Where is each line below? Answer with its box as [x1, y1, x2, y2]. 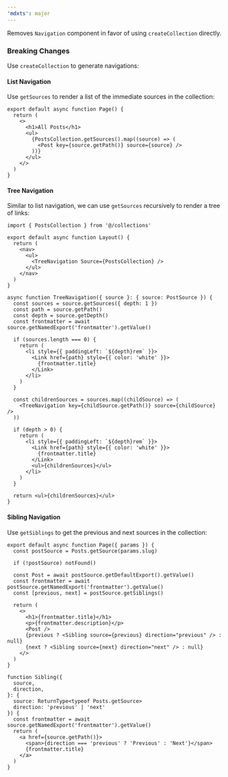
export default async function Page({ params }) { [7, 542, 155, 548]
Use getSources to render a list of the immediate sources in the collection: [7, 93, 215, 101]
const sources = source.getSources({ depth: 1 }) [13, 300, 157, 308]
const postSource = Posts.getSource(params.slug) [13, 547, 157, 555]
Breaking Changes [7, 46, 71, 56]
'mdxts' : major [7, 10, 51, 17]
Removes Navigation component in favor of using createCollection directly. [7, 29, 222, 37]
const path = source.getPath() [13, 306, 103, 313]
